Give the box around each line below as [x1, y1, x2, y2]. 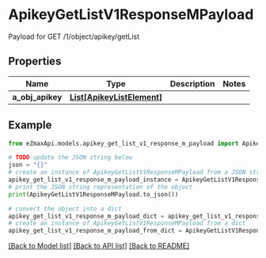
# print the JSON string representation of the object [8, 183, 193, 191]
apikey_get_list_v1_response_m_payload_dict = [8, 212, 165, 220]
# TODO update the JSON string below [8, 154, 133, 161]
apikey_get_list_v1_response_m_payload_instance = [8, 176, 179, 184]
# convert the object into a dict [8, 204, 123, 213]
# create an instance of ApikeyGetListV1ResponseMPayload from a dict [8, 219, 246, 227]
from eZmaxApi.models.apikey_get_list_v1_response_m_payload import [8, 139, 239, 147]
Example [8, 119, 52, 132]
